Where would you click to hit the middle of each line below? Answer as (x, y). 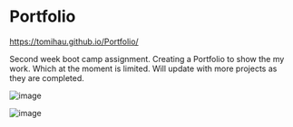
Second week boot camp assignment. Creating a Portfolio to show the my (147, 59)
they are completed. (47, 77)
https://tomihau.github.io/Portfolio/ (74, 41)
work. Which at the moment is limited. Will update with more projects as (143, 68)
